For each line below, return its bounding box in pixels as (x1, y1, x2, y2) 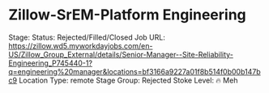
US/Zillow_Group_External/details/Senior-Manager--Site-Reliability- (8, 49, 233, 59)
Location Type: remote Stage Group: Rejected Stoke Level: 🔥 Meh (19, 75, 238, 85)
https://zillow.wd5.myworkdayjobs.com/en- (8, 40, 153, 50)
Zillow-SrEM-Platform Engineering (8, 6, 246, 24)
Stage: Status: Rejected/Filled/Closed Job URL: (8, 32, 166, 42)
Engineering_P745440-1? (8, 58, 93, 68)
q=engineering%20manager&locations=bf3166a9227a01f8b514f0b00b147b (8, 66, 261, 76)
